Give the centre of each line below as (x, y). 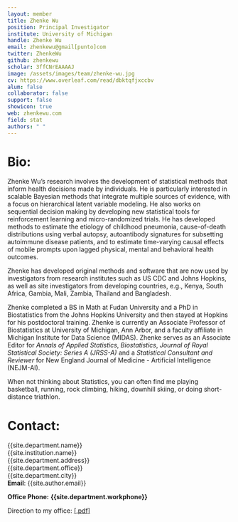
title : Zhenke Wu (33, 21)
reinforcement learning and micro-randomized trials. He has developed (111, 219)
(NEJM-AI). (24, 368)
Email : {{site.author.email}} (47, 483)
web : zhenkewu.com (34, 113)
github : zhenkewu (33, 61)
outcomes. (23, 257)
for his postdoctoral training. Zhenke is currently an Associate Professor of (117, 323)
